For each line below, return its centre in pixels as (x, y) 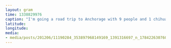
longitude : (17, 28)
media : (12, 33)
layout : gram (19, 10)
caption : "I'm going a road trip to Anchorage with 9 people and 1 (78, 19)
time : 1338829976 (24, 14)
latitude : (16, 24)
